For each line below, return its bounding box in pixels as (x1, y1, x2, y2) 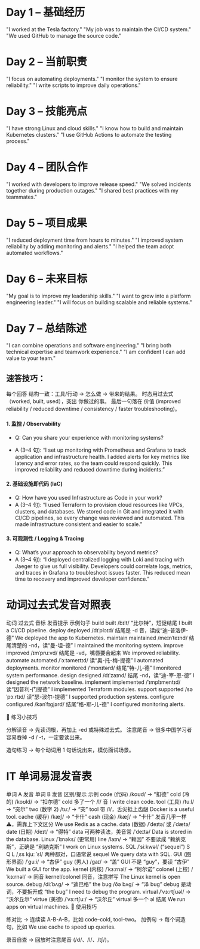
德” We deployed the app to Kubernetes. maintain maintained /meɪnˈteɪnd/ (6, 634, 188, 641)
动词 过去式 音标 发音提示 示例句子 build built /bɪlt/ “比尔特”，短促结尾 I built (6, 619, 193, 626)
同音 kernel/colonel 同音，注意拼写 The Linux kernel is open (33, 873, 181, 880)
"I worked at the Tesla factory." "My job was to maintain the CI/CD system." (6, 25, 191, 33)
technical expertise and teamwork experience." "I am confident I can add (6, 348, 186, 355)
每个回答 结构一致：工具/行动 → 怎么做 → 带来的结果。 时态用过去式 (6, 391, 174, 398)
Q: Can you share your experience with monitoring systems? (14, 434, 164, 441)
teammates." (6, 193, 38, 200)
